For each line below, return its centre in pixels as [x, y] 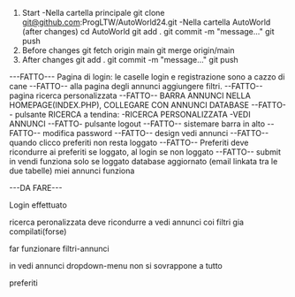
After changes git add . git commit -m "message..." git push [130, 60]
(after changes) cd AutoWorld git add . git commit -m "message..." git [148, 31]
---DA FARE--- [36, 188]
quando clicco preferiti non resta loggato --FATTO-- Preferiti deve [129, 142]
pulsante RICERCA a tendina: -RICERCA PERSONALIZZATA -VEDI [132, 114]
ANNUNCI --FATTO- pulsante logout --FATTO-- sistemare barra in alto [137, 124]
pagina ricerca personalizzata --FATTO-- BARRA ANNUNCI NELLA [130, 95]
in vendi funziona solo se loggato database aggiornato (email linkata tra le [144, 161]
